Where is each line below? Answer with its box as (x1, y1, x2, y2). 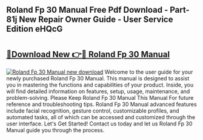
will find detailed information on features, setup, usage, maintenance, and (6, 88, 190, 95)
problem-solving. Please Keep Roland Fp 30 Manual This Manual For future (6, 94, 194, 101)
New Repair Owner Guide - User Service (19, 15, 173, 25)
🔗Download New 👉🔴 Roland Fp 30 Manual (6, 49, 170, 60)
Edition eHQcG (6, 24, 63, 34)
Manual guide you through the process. (6, 127, 105, 133)
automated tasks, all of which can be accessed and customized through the (6, 114, 196, 121)
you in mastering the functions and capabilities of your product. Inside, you (6, 82, 194, 88)
